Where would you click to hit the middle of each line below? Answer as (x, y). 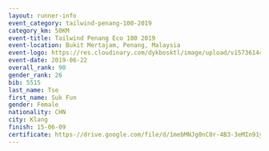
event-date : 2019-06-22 (48, 61)
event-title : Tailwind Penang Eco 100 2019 (82, 38)
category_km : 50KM (39, 30)
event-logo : (28, 53)
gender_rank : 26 (35, 75)
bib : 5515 (25, 82)
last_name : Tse (34, 90)
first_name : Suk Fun (43, 97)
